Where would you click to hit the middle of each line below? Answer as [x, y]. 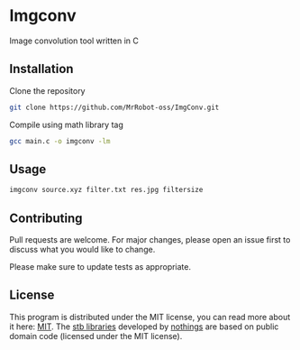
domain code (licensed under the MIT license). [96, 336]
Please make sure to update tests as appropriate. [100, 267]
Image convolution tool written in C [74, 41]
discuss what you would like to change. [82, 249]
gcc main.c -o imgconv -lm [60, 141]
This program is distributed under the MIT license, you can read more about [150, 317]
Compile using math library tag [66, 124]
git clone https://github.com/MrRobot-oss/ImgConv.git [114, 107]
